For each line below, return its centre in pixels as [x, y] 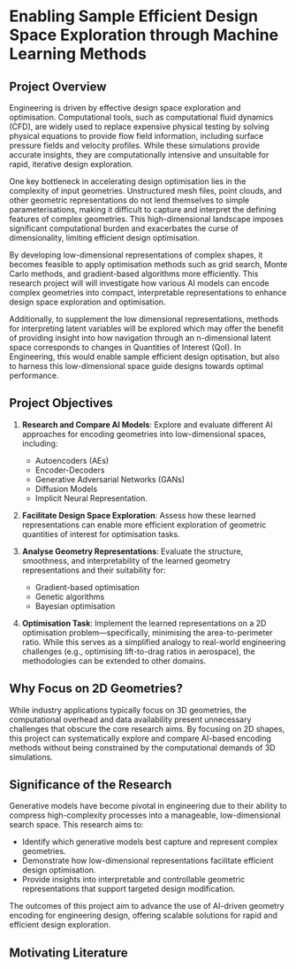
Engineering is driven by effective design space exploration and [125, 108]
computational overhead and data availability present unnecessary [130, 719]
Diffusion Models [66, 488]
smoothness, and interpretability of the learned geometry [126, 560]
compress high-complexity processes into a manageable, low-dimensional [145, 815]
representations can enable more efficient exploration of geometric [144, 525]
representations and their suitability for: [94, 570]
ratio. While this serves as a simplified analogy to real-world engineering [154, 642]
